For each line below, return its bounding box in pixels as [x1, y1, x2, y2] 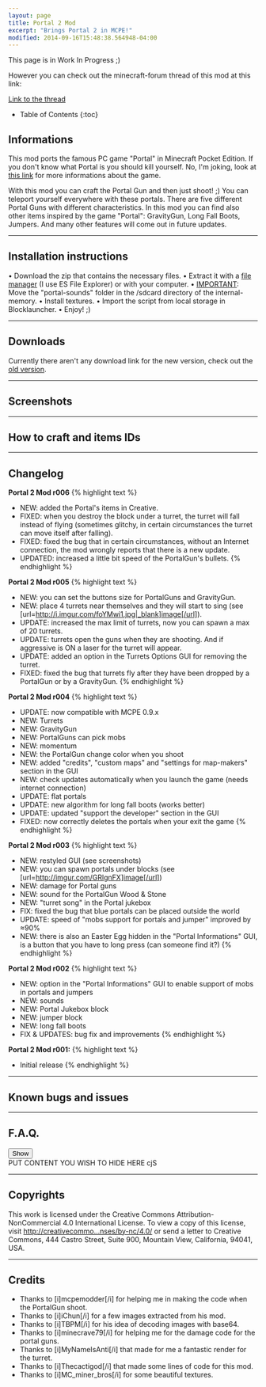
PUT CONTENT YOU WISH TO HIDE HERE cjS [8, 1157, 158, 1168]
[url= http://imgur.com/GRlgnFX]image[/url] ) [19, 872, 162, 883]
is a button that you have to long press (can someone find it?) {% [19, 940, 232, 950]
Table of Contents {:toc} [19, 110, 99, 120]
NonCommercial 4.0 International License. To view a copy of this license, [8, 1218, 246, 1227]
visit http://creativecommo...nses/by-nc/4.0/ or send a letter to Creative [8, 1226, 241, 1236]
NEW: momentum [19, 741, 78, 750]
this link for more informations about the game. [8, 171, 161, 180]
